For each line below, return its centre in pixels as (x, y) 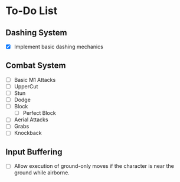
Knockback (28, 133)
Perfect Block (40, 113)
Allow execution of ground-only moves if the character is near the (94, 166)
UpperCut (26, 86)
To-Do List (32, 11)
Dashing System (36, 33)
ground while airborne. (42, 173)
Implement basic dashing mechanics (59, 47)
